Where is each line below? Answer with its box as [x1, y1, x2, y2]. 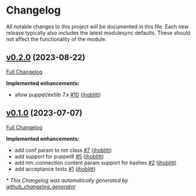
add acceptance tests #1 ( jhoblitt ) [14, 165, 96, 172]
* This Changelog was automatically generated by [6, 177, 129, 184]
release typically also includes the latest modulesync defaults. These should [6, 29, 191, 36]
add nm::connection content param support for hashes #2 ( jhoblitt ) [14, 159, 177, 166]
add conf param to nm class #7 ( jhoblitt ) [14, 147, 112, 154]
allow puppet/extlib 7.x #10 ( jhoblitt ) [14, 91, 101, 98]
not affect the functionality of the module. [6, 35, 107, 42]
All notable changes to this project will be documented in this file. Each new [6, 23, 189, 30]
